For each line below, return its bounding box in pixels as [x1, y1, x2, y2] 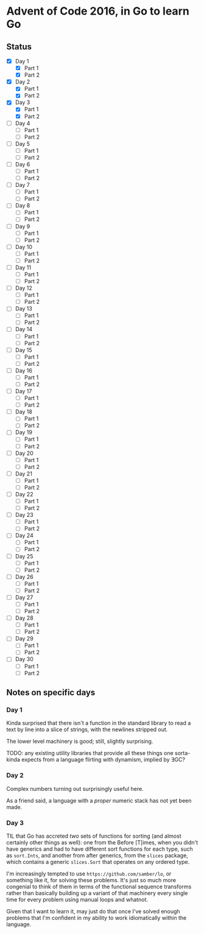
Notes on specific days [6, 687, 96, 698]
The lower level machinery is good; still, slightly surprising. [6, 738, 153, 745]
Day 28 [15, 614, 33, 622]
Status [6, 41, 32, 52]
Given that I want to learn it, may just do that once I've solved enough [6, 907, 181, 915]
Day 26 [15, 573, 33, 580]
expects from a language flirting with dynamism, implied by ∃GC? [21, 756, 186, 764]
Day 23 [15, 511, 33, 519]
